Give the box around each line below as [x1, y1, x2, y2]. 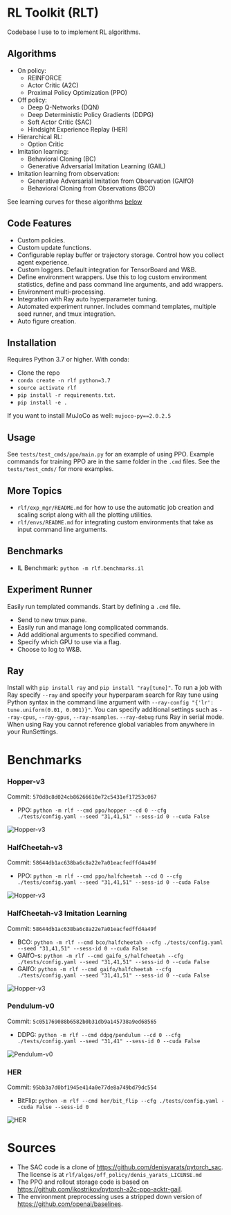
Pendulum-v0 [7, 1001, 55, 1011]
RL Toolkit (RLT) [7, 5, 99, 21]
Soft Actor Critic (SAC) [27, 118, 92, 126]
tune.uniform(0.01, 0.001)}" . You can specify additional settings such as [7, 705, 218, 714]
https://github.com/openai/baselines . [17, 1200, 123, 1208]
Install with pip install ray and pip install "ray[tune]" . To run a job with [7, 684, 223, 692]
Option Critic [27, 140, 64, 148]
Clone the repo [17, 369, 60, 377]
